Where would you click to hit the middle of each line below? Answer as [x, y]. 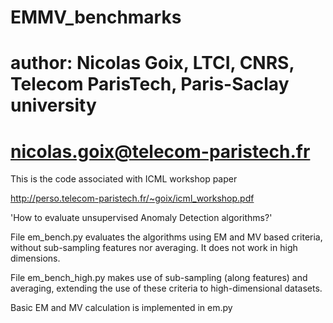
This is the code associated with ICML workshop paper [124, 179]
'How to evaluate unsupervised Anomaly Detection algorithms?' [141, 218]
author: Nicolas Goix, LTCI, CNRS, [152, 63]
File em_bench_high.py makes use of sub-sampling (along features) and [159, 278]
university [53, 105]
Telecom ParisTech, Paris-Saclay [150, 84]
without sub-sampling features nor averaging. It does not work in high [154, 248]
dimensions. [35, 258]
